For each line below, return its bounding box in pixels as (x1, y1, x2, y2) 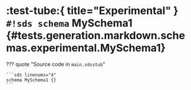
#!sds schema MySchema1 (6, 16, 133, 30)
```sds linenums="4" (6, 72, 57, 78)
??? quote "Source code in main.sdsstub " (6, 60, 106, 68)
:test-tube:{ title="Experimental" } (6, 4, 179, 18)
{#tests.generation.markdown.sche (6, 29, 185, 42)
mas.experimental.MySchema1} (6, 41, 166, 55)
